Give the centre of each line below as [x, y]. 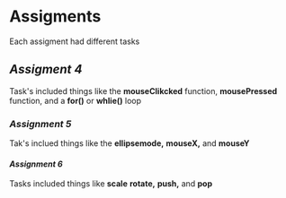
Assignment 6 [36, 164]
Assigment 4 [46, 69]
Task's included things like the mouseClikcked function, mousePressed [143, 90]
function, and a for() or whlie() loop [76, 100]
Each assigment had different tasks [75, 41]
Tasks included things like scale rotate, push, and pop [111, 184]
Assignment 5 [40, 124]
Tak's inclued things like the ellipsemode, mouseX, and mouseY [130, 143]
